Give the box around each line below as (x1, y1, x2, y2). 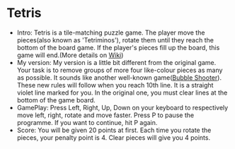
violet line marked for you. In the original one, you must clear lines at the (16, 88, 228, 97)
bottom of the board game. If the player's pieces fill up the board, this (16, 43, 220, 52)
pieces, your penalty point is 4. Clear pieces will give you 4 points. (16, 133, 210, 142)
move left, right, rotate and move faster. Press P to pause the (16, 111, 195, 119)
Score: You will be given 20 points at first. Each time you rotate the (16, 126, 212, 134)
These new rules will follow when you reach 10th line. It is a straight (16, 81, 214, 89)
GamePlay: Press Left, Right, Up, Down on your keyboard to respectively (16, 103, 229, 112)
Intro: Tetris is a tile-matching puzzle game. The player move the (16, 28, 205, 37)
